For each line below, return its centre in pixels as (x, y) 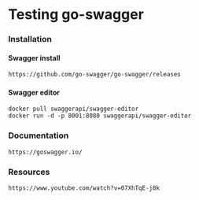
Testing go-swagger (76, 15)
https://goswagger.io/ (45, 152)
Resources (29, 172)
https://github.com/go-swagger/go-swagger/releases (94, 75)
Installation (30, 39)
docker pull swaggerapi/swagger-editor (74, 109)
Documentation (39, 135)
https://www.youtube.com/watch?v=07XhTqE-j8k (84, 188)
